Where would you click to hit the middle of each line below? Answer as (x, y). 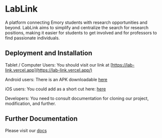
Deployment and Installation (49, 53)
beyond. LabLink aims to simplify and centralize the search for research (77, 27)
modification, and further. (30, 103)
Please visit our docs (26, 130)
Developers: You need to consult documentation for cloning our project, (77, 98)
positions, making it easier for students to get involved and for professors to (81, 33)
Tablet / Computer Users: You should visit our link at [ (59, 65)
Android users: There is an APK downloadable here (56, 79)
